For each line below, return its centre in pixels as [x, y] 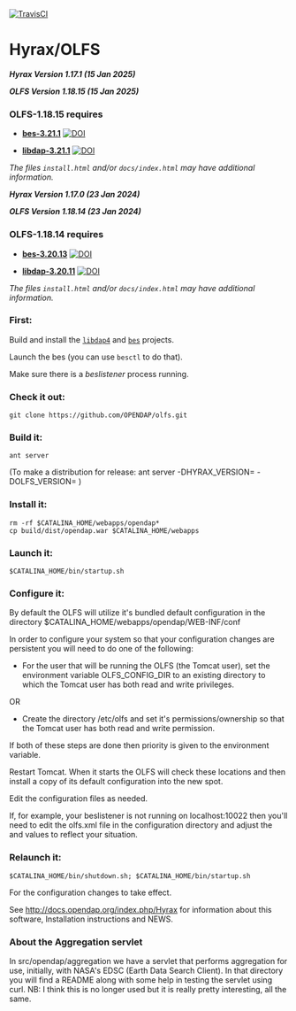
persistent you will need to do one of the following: [102, 649]
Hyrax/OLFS [55, 50]
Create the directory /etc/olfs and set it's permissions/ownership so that [153, 719]
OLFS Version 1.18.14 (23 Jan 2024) [75, 212]
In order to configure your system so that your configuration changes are [142, 639]
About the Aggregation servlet [76, 942]
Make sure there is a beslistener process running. [99, 374]
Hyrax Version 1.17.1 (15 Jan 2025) [72, 73]
